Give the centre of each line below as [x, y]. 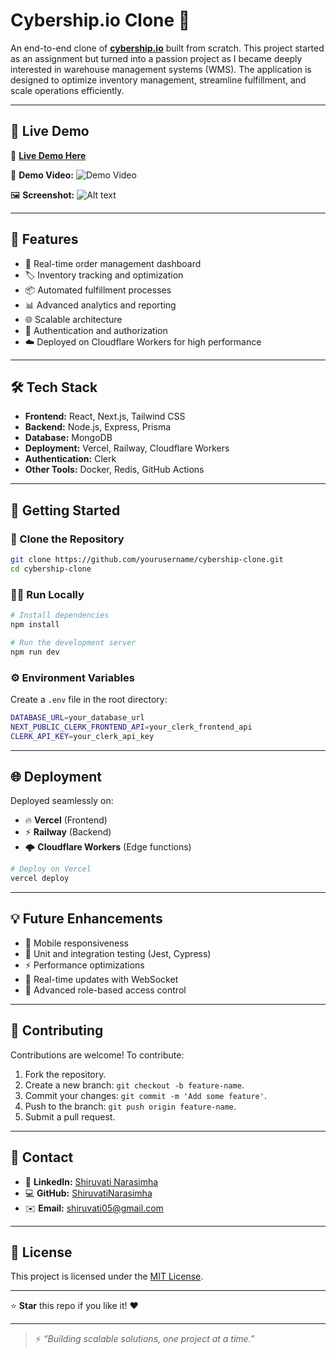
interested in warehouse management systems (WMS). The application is [161, 69]
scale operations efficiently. [67, 90]
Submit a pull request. [70, 1116]
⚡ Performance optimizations [84, 965]
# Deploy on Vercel [51, 869]
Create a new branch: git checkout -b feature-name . [134, 1085]
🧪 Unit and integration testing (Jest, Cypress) [118, 953]
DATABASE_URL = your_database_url [77, 717]
